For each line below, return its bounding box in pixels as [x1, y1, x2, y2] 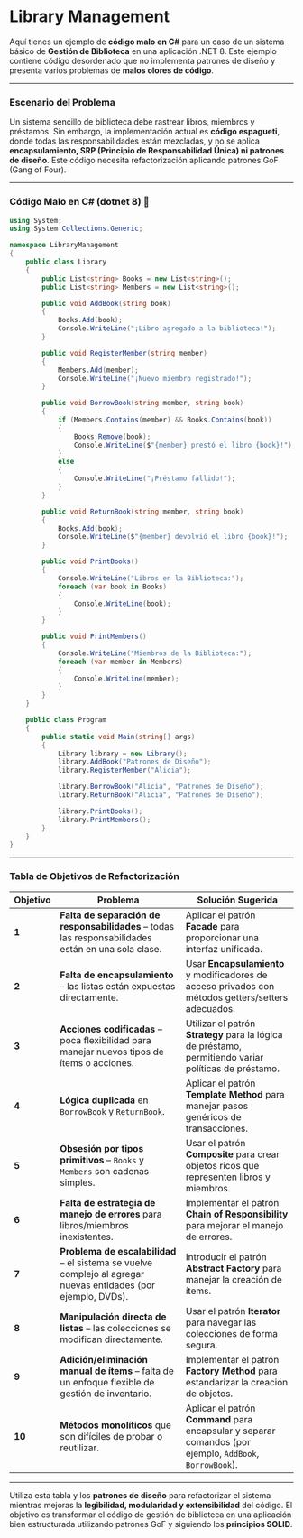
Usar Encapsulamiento [185, 957, 285, 969]
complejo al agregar [60, 1267, 144, 1280]
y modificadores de [185, 968, 268, 981]
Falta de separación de [60, 909, 161, 922]
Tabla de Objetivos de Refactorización [9, 870, 180, 883]
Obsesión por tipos [60, 1142, 144, 1154]
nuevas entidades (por [60, 1279, 156, 1292]
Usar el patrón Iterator [185, 1304, 281, 1317]
